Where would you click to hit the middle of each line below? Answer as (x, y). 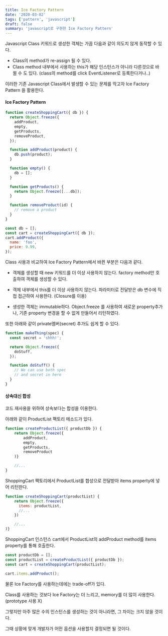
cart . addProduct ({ (24, 238)
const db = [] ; (21, 228)
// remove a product (36, 210)
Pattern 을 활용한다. (25, 90)
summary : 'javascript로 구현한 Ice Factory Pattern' (59, 29)
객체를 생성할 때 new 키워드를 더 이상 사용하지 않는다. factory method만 (83, 273)
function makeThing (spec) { (35, 333)
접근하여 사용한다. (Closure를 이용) (52, 296)
